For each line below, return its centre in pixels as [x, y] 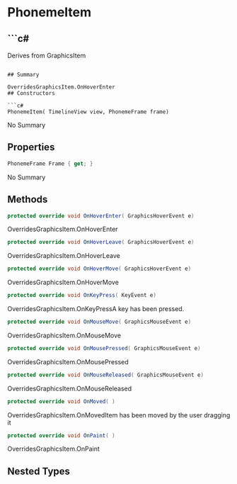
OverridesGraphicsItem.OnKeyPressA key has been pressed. [96, 309]
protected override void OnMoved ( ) [61, 401]
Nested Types [39, 471]
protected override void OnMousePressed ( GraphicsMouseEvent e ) [104, 348]
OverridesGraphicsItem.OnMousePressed [68, 361]
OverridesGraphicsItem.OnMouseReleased [70, 388]
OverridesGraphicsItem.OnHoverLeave [64, 256]
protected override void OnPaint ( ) [61, 435]
